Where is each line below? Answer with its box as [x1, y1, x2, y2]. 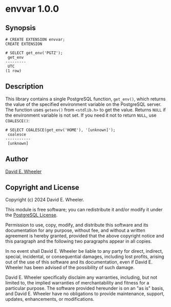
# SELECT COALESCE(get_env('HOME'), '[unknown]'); [5, 127, 116, 133]
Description [5, 82, 44, 91]
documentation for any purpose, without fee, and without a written [5, 227, 145, 233]
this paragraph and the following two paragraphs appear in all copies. [5, 238, 152, 245]
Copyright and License [5, 183, 79, 192]
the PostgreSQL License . [5, 212, 58, 218]
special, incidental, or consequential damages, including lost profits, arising [5, 254, 165, 260]
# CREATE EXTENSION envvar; [5, 37, 66, 42]
